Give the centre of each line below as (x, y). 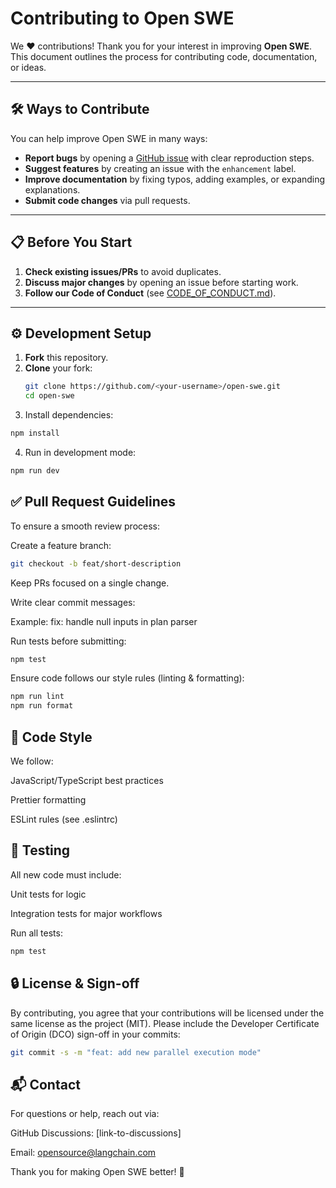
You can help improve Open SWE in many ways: (109, 138)
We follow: (32, 761)
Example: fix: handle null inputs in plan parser (104, 621)
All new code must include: (66, 874)
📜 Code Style (51, 737)
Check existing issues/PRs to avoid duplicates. (123, 271)
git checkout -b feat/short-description (96, 563)
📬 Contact (45, 1084)
